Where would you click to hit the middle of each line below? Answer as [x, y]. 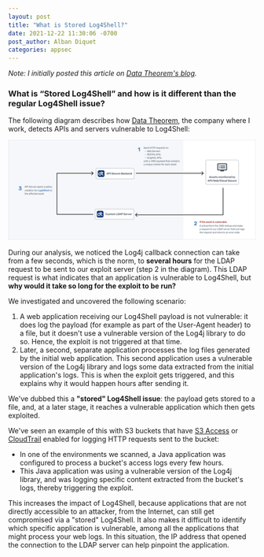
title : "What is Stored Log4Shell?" [68, 25]
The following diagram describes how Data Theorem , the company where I [129, 121]
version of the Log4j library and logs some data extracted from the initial [136, 367]
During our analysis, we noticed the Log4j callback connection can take [124, 253]
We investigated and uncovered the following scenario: [97, 301]
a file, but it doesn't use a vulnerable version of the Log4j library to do [132, 333]
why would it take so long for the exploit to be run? [92, 286]
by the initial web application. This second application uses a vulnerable [136, 358]
